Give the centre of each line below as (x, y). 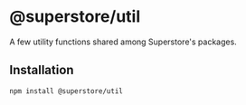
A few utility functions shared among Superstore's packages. (123, 42)
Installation (42, 70)
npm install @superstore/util (66, 91)
